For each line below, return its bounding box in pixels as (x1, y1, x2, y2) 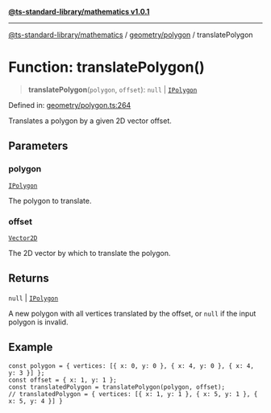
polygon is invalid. (8, 317, 69, 327)
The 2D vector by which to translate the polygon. (8, 248, 171, 258)
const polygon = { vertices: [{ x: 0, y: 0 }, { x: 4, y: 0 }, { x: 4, (8, 361, 254, 370)
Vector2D (8, 233, 38, 242)
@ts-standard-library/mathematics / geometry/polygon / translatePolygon (8, 30, 253, 39)
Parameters (8, 139, 69, 153)
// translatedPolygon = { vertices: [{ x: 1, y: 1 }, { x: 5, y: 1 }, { (8, 390, 258, 398)
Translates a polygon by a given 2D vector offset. (8, 116, 172, 126)
